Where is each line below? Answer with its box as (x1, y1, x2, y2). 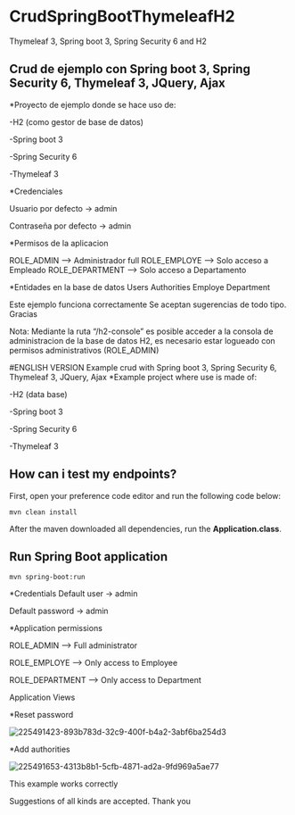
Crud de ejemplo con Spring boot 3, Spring (9, 62, 251, 77)
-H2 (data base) (9, 388, 69, 399)
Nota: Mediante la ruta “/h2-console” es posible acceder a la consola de (9, 326, 274, 337)
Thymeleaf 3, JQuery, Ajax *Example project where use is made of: (9, 371, 257, 382)
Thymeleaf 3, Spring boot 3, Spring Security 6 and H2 (9, 36, 207, 46)
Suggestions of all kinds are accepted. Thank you (9, 796, 192, 807)
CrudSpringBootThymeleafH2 (9, 6, 235, 27)
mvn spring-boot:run (9, 573, 86, 582)
